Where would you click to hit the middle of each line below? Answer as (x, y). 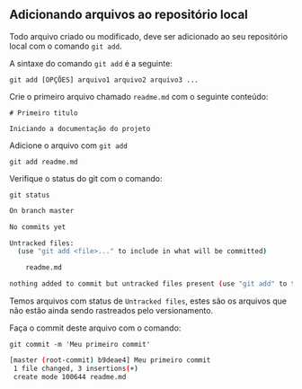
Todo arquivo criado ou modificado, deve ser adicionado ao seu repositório (149, 36)
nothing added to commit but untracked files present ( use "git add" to (148, 284)
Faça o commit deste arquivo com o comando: (95, 328)
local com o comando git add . (66, 46)
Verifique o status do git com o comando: (86, 178)
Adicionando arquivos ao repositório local (129, 15)
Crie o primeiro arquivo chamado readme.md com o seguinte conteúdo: (139, 96)
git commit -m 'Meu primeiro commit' (80, 345)
